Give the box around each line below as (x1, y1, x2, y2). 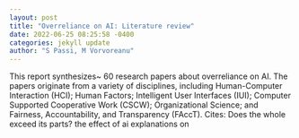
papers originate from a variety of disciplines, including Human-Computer (9, 81, 283, 91)
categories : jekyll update (9, 38, 110, 47)
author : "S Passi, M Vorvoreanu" (9, 47, 135, 56)
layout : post (9, 13, 58, 22)
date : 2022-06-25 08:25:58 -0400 (9, 30, 135, 39)
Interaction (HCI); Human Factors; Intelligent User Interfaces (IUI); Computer (9, 91, 292, 101)
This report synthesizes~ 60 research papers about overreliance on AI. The (9, 71, 288, 82)
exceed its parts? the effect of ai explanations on (9, 118, 190, 130)
